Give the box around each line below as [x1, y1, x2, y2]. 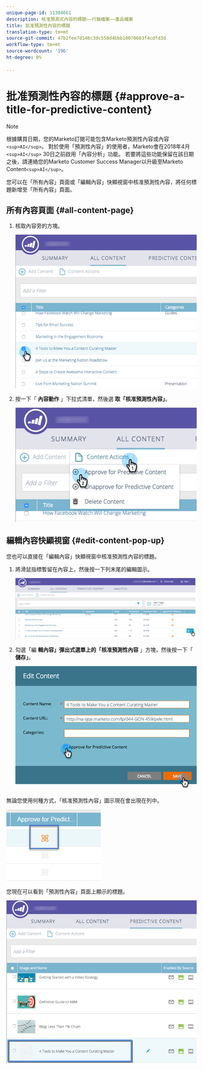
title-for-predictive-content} [6, 103, 152, 116]
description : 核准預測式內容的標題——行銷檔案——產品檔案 [6, 16, 134, 22]
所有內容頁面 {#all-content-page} [6, 205, 134, 215]
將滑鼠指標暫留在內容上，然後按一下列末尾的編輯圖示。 [14, 565, 153, 572]
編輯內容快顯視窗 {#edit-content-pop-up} [6, 536, 165, 546]
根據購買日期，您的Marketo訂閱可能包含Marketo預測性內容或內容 [6, 135, 169, 142]
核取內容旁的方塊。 [14, 222, 63, 230]
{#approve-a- [114, 89, 185, 103]
